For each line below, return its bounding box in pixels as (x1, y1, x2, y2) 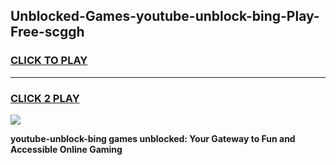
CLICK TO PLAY (10, 54, 88, 68)
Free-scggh (10, 24, 85, 41)
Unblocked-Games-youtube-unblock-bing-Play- (10, 8, 320, 25)
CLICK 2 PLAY (10, 91, 80, 105)
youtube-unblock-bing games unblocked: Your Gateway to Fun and (10, 132, 296, 144)
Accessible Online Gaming (10, 143, 123, 155)
